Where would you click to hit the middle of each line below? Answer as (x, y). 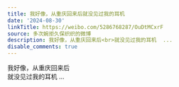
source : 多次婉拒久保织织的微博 (49, 34)
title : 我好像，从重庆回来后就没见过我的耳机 (66, 14)
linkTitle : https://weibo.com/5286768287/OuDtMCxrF (85, 27)
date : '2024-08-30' (36, 21)
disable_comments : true (43, 47)
